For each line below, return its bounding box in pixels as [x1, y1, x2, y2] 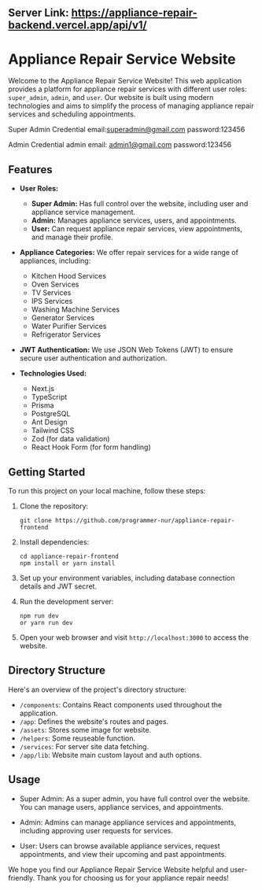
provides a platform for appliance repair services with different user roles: [8, 84, 247, 94]
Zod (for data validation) [31, 434, 110, 444]
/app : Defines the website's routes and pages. [19, 716, 169, 726]
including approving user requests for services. [19, 825, 173, 835]
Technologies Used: [19, 369, 87, 379]
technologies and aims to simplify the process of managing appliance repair [8, 102, 254, 111]
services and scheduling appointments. [8, 109, 136, 119]
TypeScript [31, 393, 68, 402]
